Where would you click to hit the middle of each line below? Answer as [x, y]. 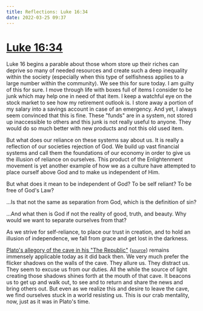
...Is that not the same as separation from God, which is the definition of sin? [101, 202]
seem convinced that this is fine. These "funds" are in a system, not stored [99, 116]
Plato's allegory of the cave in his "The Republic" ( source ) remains [88, 250]
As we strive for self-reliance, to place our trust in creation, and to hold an [98, 232]
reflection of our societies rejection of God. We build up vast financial [93, 146]
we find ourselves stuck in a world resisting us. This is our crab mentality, [98, 295]
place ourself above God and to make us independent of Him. [83, 172]
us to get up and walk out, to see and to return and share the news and [95, 283]
